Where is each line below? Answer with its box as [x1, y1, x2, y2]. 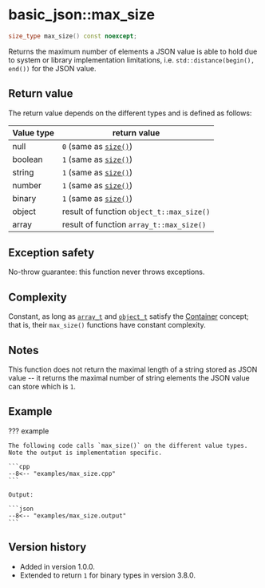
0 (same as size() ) [61, 140, 133, 151]
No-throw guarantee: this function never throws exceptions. [8, 267, 205, 277]
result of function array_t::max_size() [61, 219, 207, 230]
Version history [8, 541, 87, 554]
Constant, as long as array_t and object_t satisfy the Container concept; [8, 312, 249, 321]
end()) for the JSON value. [8, 63, 97, 73]
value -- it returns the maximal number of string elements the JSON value [8, 373, 250, 383]
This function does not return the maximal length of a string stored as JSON [8, 364, 258, 374]
